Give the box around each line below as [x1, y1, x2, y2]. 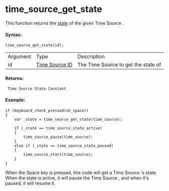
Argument [8, 53, 32, 60]
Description [77, 53, 105, 60]
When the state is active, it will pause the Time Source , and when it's [5, 174, 149, 181]
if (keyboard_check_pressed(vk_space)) [5, 108, 89, 113]
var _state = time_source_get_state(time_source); [14, 117, 123, 122]
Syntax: [5, 32, 22, 38]
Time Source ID [36, 61, 73, 68]
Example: [5, 97, 26, 103]
